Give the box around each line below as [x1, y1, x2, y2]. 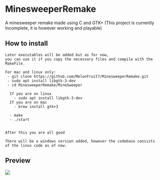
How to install [5, 39, 48, 48]
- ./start [9, 117, 30, 122]
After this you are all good [5, 130, 65, 135]
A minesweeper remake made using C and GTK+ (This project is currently [5, 20, 155, 26]
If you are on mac [9, 100, 48, 105]
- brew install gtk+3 [14, 104, 58, 109]
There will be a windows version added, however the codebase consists [5, 139, 155, 144]
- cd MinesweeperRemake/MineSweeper [7, 82, 83, 87]
